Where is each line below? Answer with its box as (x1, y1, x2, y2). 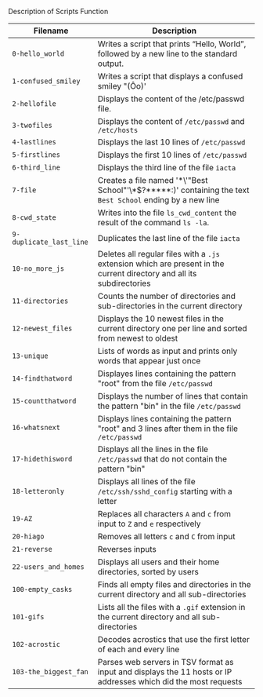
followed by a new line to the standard (97, 49, 237, 59)
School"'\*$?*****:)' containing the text (97, 184, 250, 195)
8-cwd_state (12, 213, 57, 222)
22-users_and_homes (12, 563, 85, 571)
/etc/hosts (97, 126, 139, 134)
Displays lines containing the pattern (97, 414, 232, 424)
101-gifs (12, 612, 45, 621)
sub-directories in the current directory (97, 301, 243, 311)
